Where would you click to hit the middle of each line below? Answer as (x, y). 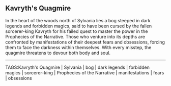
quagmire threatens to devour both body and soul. (58, 53)
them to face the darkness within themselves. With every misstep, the (78, 47)
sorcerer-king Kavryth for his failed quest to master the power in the (77, 31)
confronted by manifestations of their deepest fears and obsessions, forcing (85, 42)
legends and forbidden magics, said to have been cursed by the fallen (79, 26)
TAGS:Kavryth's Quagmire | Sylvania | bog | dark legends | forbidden (78, 67)
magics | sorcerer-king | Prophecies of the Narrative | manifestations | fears (85, 72)
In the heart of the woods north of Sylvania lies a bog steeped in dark (78, 20)
